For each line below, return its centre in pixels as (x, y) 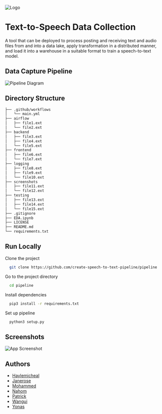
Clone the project (22, 258)
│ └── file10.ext (25, 177)
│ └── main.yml (23, 114)
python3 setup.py (27, 322)
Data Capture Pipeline (39, 71)
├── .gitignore (20, 213)
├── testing (17, 195)
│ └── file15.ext (25, 209)
